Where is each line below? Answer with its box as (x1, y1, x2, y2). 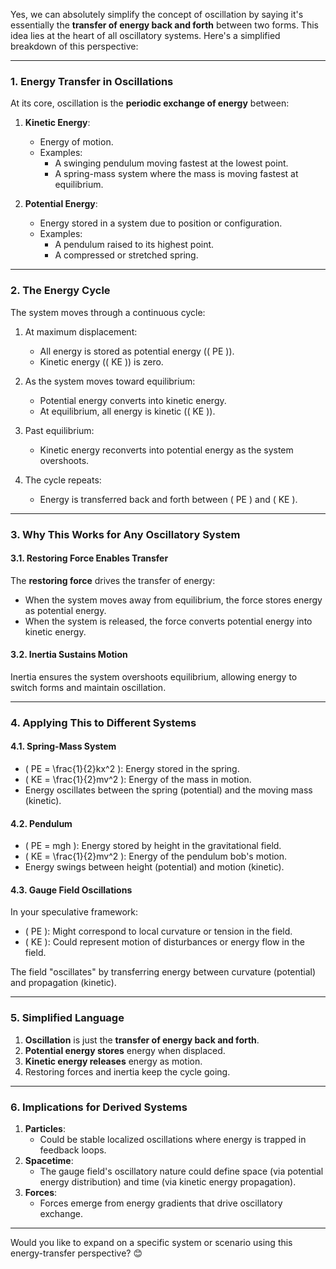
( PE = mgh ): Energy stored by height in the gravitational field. (24, 840, 282, 852)
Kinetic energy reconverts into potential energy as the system (39, 444, 294, 456)
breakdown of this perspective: (10, 40, 139, 52)
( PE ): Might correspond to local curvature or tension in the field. (24, 925, 293, 938)
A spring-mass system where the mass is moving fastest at (54, 168, 299, 180)
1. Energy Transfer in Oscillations (10, 74, 174, 88)
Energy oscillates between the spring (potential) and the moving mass (24, 784, 313, 796)
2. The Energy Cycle (10, 284, 111, 298)
